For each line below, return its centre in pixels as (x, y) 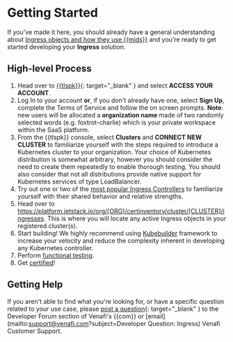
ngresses (31, 218)
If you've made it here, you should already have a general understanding (111, 32)
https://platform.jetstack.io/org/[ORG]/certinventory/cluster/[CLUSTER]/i (121, 211)
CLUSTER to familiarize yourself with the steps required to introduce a (118, 145)
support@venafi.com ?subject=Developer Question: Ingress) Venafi (124, 323)
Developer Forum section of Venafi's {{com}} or (76, 316)
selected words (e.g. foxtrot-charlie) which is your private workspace (116, 122)
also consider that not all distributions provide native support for (109, 174)
